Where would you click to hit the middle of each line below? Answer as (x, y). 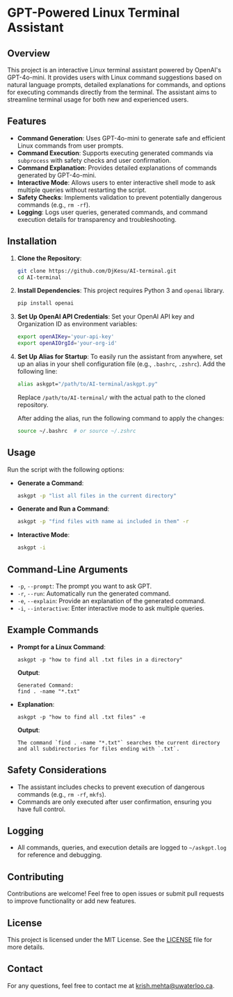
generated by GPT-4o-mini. (57, 175)
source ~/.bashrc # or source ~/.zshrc (77, 431)
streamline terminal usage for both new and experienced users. (98, 99)
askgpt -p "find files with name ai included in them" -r (103, 522)
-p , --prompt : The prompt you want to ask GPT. (85, 586)
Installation (32, 241)
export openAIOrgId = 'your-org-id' (67, 343)
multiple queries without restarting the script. (82, 190)
